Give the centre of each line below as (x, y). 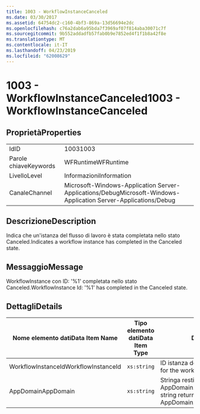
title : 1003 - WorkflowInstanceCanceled (57, 12)
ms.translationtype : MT (36, 39)
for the (170, 371)
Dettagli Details (34, 306)
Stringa (171, 380)
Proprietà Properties (44, 133)
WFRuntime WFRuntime (97, 162)
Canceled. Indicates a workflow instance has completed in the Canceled (94, 242)
